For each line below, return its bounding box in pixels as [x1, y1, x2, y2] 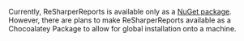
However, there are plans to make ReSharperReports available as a [8, 15, 231, 25]
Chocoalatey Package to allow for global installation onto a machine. [8, 24, 237, 33]
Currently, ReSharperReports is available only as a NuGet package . [8, 7, 233, 16]
